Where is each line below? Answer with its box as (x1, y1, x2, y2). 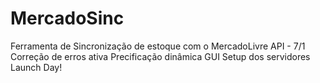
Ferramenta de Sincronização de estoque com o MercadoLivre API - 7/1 (10, 40, 306, 52)
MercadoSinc (10, 7, 125, 30)
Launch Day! (10, 61, 63, 73)
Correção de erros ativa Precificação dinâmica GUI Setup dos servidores (10, 50, 311, 62)
